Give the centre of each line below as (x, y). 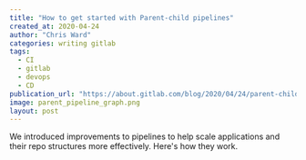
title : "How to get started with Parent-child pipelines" (122, 18)
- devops (34, 77)
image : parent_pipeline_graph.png (75, 102)
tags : (20, 52)
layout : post (34, 111)
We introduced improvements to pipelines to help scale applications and (145, 136)
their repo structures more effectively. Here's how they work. (124, 146)
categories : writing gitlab (63, 43)
